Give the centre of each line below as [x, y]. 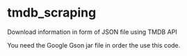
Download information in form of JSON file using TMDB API [92, 32]
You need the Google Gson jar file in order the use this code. [94, 45]
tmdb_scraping [52, 13]
